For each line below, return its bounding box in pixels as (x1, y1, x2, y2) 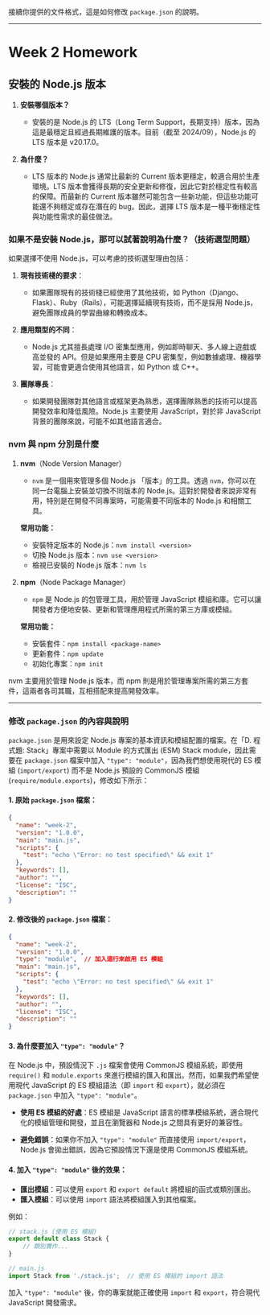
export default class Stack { (8, 1235, 110, 1243)
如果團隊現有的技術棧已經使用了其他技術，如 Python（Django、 (31, 288, 243, 298)
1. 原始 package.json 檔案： (8, 795, 98, 805)
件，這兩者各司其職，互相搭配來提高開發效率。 (8, 686, 163, 695)
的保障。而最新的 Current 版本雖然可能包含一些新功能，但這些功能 (31, 192, 252, 201)
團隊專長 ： (19, 379, 56, 389)
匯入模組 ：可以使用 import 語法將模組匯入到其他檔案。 (19, 1194, 201, 1204)
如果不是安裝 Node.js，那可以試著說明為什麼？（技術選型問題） (8, 233, 256, 245)
